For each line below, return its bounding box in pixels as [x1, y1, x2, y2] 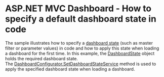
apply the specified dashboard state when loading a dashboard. [5, 66, 135, 72]
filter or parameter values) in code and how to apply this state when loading [5, 45, 160, 51]
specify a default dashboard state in [5, 13, 157, 25]
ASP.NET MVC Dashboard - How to [5, 3, 152, 14]
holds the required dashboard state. [5, 55, 78, 61]
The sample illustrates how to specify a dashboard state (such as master [5, 40, 153, 46]
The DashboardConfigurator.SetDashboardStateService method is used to [5, 61, 157, 67]
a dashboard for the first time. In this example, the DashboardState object [5, 50, 155, 56]
